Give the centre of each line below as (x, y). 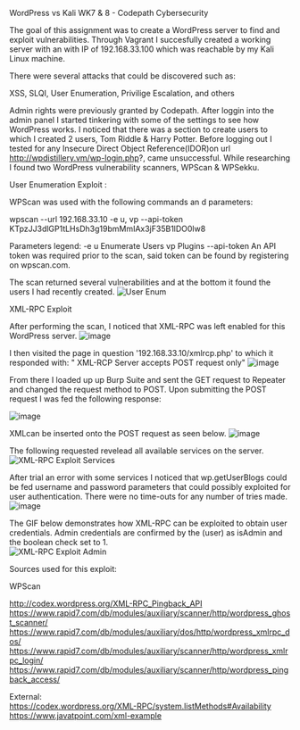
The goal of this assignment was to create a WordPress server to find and (145, 30)
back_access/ (35, 679)
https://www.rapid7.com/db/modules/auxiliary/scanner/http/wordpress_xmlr (149, 651)
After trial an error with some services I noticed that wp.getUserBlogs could (148, 477)
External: (25, 697)
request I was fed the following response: (86, 399)
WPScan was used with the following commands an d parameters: (131, 202)
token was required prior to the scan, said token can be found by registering (149, 255)
